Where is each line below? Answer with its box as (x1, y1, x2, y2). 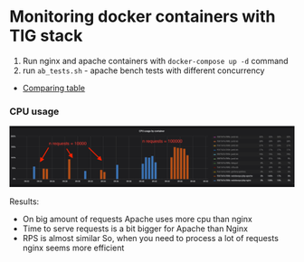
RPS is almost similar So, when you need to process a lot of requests (22, 233, 279, 244)
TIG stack (9, 25, 83, 46)
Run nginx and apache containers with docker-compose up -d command (22, 55, 289, 66)
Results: (9, 196, 40, 207)
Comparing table (22, 82, 86, 93)
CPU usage (9, 105, 60, 117)
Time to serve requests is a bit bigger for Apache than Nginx (22, 223, 249, 234)
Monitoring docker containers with (9, 6, 276, 27)
